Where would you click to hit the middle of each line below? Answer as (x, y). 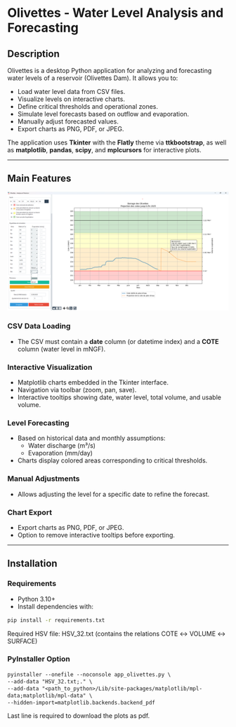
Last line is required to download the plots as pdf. (79, 715)
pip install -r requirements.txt (56, 620)
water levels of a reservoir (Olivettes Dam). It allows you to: (93, 78)
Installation (32, 564)
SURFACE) (22, 641)
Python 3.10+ (37, 599)
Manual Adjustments (44, 479)
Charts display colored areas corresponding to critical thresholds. (112, 460)
